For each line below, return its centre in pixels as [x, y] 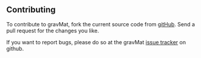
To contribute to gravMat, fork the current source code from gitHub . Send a [101, 24]
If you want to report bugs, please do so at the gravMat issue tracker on [96, 42]
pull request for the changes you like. [53, 30]
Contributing [31, 10]
